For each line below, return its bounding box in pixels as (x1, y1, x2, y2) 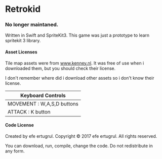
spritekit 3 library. (5, 38, 41, 44)
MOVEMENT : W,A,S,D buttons (7, 100, 79, 107)
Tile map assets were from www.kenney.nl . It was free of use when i (5, 60, 144, 66)
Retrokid (5, 3, 41, 15)
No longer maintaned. (5, 21, 58, 28)
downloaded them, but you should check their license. (5, 65, 116, 71)
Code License (5, 122, 34, 128)
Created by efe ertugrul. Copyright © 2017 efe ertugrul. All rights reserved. (5, 133, 157, 139)
